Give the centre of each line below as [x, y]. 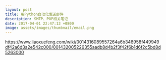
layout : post [19, 10]
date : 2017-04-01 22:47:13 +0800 [40, 23]
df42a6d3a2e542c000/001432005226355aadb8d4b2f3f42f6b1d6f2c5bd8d [83, 47]
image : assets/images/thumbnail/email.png [50, 28]
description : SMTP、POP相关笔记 [37, 19]
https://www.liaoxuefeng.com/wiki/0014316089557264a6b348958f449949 [82, 42]
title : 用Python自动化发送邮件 [34, 14]
